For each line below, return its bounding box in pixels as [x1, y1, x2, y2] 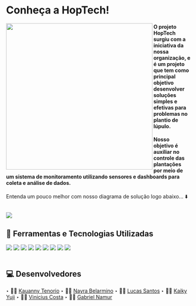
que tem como [153, 67, 189, 74]
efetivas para [153, 104, 187, 111]
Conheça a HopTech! [6, 4, 110, 17]
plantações [153, 161, 181, 168]
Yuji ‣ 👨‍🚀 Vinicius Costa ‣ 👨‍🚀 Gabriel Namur [6, 294, 112, 300]
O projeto [153, 23, 177, 30]
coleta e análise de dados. [6, 180, 71, 187]
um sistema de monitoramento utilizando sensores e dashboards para [6, 173, 180, 180]
